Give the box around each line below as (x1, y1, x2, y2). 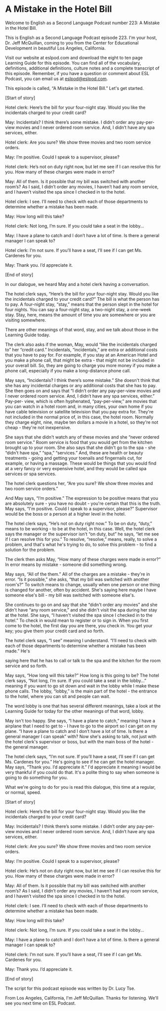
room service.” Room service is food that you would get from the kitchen (5, 439, 153, 445)
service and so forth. (5, 663, 48, 669)
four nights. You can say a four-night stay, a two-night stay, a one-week (5, 306, 152, 312)
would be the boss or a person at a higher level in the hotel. (5, 511, 126, 517)
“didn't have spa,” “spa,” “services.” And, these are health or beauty (5, 449, 143, 455)
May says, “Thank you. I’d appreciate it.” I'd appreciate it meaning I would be (5, 764, 161, 770)
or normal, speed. (5, 789, 41, 795)
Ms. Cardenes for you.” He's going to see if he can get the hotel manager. (5, 759, 155, 765)
